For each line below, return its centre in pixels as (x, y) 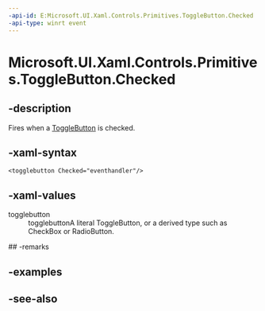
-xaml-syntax (43, 152)
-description (40, 109)
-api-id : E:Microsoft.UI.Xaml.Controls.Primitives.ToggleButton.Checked (131, 16)
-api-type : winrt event (48, 23)
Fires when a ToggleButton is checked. (72, 127)
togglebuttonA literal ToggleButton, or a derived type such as (128, 223)
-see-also (33, 299)
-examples (35, 272)
